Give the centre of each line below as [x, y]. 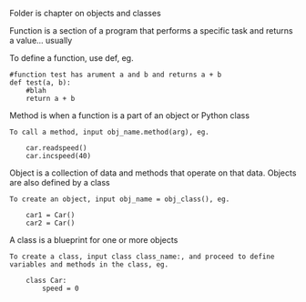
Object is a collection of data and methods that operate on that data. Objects [153, 173]
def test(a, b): [40, 83]
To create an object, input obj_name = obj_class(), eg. [120, 199]
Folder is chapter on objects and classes [85, 13]
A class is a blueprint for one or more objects [94, 240]
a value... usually [41, 40]
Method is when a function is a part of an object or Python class [130, 116]
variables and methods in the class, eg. [89, 265]
